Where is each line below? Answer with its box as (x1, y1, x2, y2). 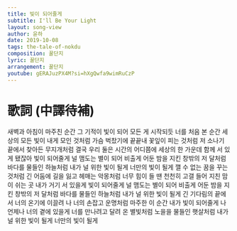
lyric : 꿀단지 (7, 57, 45, 64)
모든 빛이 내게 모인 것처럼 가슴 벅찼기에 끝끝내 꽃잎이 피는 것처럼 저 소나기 (20, 136, 225, 145)
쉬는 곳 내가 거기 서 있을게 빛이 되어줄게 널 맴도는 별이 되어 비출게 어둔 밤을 (14, 181, 223, 189)
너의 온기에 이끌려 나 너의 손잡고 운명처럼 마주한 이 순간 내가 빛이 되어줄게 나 (14, 198, 227, 207)
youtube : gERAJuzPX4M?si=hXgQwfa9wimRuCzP (7, 70, 135, 77)
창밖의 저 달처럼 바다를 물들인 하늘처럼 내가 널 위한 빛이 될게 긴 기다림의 (14, 190, 214, 198)
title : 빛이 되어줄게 (7, 10, 62, 18)
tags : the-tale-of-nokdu (7, 43, 81, 50)
